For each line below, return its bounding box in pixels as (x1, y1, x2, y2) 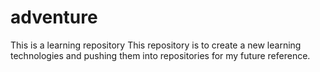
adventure (10, 6, 98, 29)
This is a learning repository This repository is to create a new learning (10, 39, 302, 51)
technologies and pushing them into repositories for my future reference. (10, 49, 311, 61)
